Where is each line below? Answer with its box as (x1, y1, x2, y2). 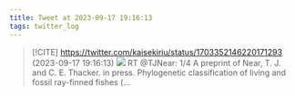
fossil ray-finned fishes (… (31, 76, 130, 87)
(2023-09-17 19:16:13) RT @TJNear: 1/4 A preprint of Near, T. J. (31, 57, 281, 68)
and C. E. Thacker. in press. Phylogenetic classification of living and (31, 67, 287, 78)
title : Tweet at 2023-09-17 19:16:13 (9, 13, 153, 23)
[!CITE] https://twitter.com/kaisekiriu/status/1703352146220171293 (31, 46, 283, 57)
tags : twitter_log (9, 22, 79, 31)
